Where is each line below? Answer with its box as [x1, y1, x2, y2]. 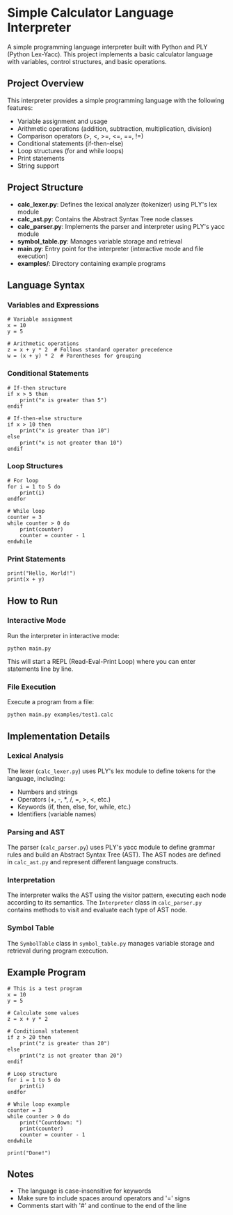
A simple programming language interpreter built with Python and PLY [7, 42, 208, 51]
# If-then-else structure [7, 415, 82, 422]
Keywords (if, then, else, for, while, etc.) [17, 802, 131, 811]
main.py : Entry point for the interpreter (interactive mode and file [17, 244, 204, 253]
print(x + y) [7, 576, 45, 583]
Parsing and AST [7, 827, 65, 836]
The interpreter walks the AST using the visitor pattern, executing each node [7, 891, 227, 899]
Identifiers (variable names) [17, 809, 97, 818]
